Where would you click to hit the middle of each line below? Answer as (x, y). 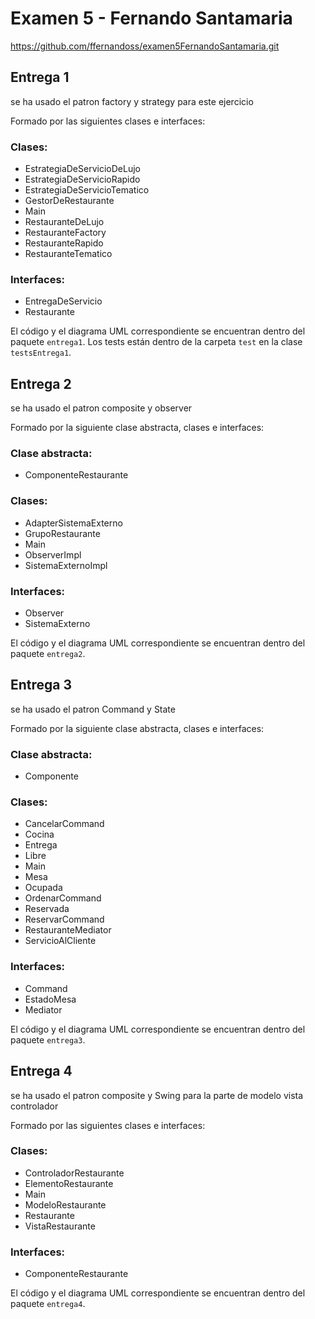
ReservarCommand (64, 919)
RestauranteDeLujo (64, 222)
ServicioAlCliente (60, 941)
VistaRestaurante (60, 1226)
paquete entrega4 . (48, 1304)
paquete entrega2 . (48, 654)
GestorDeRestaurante (69, 201)
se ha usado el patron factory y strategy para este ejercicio (132, 101)
